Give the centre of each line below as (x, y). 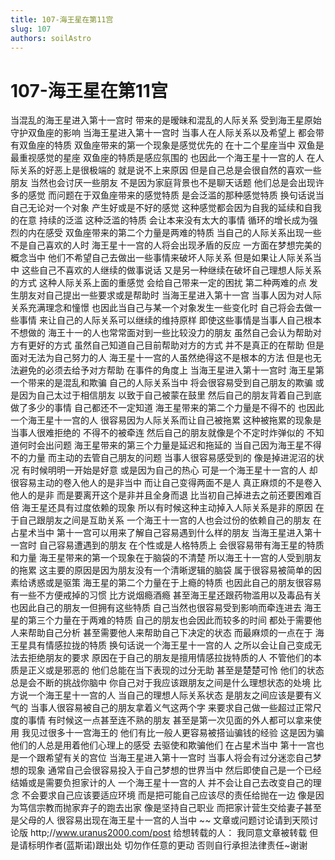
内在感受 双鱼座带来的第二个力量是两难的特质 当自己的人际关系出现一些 (174, 233)
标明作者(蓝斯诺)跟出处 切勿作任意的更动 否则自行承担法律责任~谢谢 (167, 845)
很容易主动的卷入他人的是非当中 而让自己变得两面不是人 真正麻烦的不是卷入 (166, 483)
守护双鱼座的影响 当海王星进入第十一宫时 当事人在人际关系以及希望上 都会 (163, 133)
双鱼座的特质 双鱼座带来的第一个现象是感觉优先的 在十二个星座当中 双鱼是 (171, 145)
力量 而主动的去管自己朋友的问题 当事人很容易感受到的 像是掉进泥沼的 (171, 458)
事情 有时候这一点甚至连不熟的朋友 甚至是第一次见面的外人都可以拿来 (170, 720)
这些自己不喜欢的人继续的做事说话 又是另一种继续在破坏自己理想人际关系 (171, 270)
